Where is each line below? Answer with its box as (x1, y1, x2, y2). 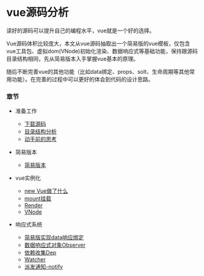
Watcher (24, 256, 46, 263)
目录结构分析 (24, 128, 57, 135)
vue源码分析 (6, 5, 69, 19)
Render (24, 202, 43, 209)
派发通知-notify (24, 263, 63, 271)
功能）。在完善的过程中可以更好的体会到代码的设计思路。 (11, 76, 154, 83)
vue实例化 (15, 174, 42, 182)
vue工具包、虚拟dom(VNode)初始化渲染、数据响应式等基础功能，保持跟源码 (6, 47, 198, 55)
